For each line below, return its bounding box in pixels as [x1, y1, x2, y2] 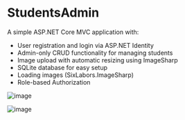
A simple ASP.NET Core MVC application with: [7, 28, 139, 36]
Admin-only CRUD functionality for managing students [17, 49, 173, 57]
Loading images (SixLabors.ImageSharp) [17, 71, 134, 79]
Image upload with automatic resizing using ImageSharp [17, 55, 178, 64]
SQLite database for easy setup [17, 63, 108, 71]
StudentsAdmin [7, 5, 99, 21]
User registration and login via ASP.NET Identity [17, 41, 155, 49]
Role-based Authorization [17, 78, 91, 86]
